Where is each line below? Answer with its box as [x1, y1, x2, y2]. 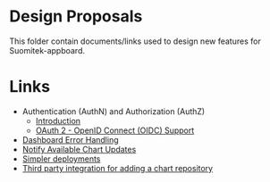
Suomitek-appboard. [9, 45, 86, 55]
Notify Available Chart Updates [21, 144, 137, 154]
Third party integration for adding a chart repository [21, 162, 213, 173]
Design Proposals [9, 6, 143, 27]
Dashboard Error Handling [21, 134, 119, 145]
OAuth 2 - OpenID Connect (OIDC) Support [35, 125, 195, 136]
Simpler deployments [21, 153, 101, 164]
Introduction [35, 115, 81, 126]
